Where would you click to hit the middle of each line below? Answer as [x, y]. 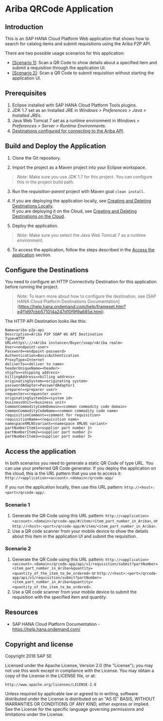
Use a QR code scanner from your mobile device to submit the [74, 592]
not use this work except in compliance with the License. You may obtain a [80, 671]
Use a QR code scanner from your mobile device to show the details [80, 531]
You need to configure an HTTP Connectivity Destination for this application [81, 282]
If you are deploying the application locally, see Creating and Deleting [81, 201]
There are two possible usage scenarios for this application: [65, 53]
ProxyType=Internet [25, 360]
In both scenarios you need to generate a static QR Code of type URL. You [79, 463]
